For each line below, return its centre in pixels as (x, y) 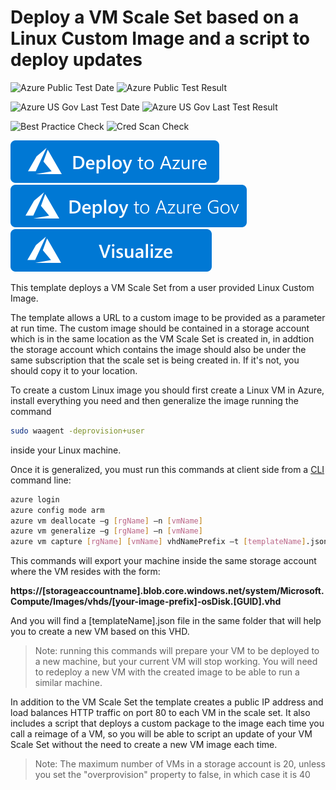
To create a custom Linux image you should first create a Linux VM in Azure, (167, 390)
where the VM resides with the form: (85, 572)
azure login (35, 499)
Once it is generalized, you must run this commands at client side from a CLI (167, 469)
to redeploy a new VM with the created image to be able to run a (167, 672)
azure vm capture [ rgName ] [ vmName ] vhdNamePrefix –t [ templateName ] (158, 542)
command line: (41, 480)
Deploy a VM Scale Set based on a (155, 17)
